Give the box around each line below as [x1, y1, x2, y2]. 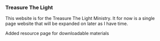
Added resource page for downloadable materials [5, 30, 109, 36]
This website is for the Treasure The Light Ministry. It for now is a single [5, 15, 155, 21]
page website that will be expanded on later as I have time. [5, 20, 129, 26]
